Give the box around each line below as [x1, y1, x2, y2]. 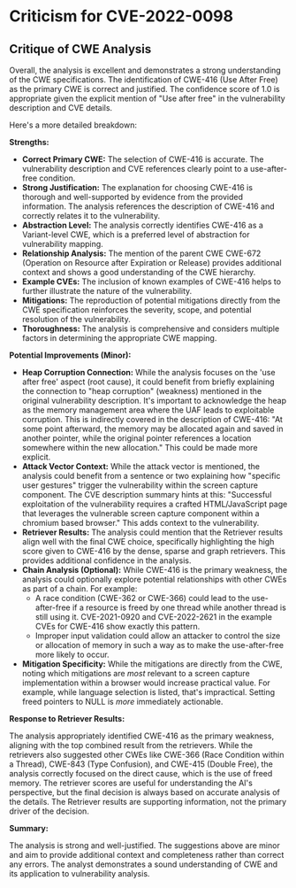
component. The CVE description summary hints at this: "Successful [21, 490, 272, 499]
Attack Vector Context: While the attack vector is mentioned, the [21, 461, 261, 471]
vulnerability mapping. [21, 239, 103, 249]
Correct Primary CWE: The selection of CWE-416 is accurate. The [21, 154, 264, 165]
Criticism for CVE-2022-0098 [9, 6, 234, 27]
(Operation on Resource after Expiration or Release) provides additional [21, 258, 282, 267]
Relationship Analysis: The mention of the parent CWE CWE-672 [21, 248, 262, 259]
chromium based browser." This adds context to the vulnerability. [21, 518, 260, 528]
